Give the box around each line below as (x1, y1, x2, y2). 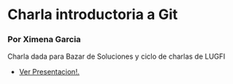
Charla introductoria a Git (7, 6, 178, 24)
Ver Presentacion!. (18, 67, 80, 77)
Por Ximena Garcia (7, 34, 81, 45)
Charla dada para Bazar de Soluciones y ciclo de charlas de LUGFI (7, 52, 226, 61)
